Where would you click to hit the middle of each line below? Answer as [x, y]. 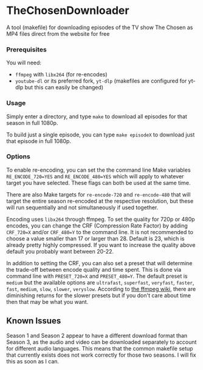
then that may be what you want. [47, 301]
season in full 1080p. [32, 123]
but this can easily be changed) [64, 87]
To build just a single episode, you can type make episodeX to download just [101, 135]
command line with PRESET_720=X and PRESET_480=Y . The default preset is [97, 276]
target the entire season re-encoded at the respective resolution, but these [100, 201]
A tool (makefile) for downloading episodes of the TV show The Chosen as [100, 27]
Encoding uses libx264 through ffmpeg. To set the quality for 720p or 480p [101, 219]
